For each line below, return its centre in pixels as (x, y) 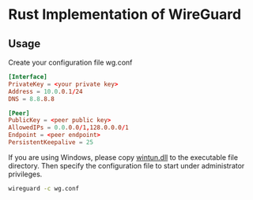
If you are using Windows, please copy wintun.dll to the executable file (123, 157)
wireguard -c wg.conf (44, 188)
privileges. (25, 174)
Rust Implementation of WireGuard (125, 15)
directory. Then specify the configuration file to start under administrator (126, 165)
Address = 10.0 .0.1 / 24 (45, 91)
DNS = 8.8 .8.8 (32, 99)
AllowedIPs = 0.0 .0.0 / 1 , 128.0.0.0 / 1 (68, 128)
